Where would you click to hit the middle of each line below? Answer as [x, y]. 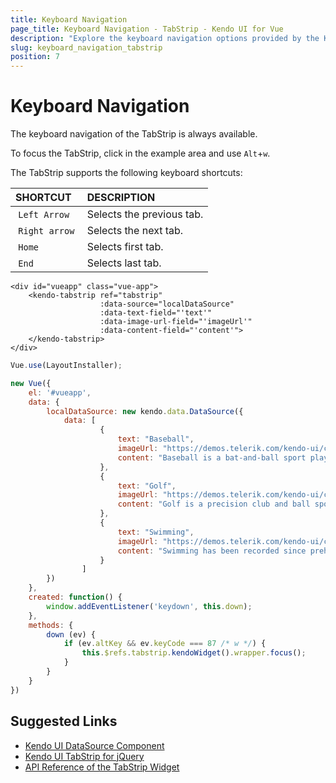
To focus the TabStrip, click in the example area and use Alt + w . [140, 153]
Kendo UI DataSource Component [94, 745]
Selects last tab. [124, 263]
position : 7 [35, 57]
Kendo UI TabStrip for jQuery [84, 756]
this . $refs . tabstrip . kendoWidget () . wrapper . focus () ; [194, 653]
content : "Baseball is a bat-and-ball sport [212, 457]
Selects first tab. [125, 247]
